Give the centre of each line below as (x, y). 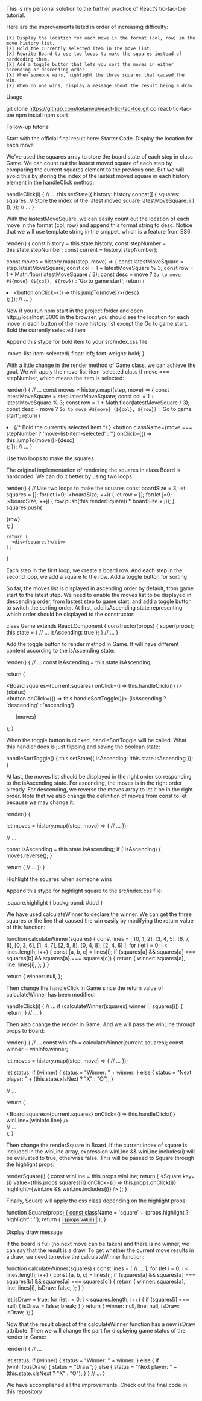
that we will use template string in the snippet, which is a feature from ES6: (99, 232)
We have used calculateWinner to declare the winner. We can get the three (99, 914)
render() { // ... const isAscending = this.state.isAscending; (79, 662)
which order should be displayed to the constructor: (71, 614)
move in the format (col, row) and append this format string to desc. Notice (99, 225)
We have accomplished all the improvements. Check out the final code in (97, 1385)
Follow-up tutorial (28, 127)
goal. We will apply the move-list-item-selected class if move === (88, 371)
